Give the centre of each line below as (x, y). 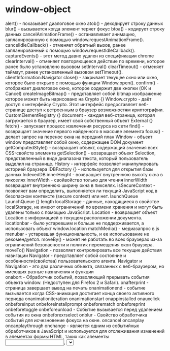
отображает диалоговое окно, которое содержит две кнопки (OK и (78, 88)
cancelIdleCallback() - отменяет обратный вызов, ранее (65, 45)
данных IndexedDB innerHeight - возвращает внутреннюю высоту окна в (84, 174)
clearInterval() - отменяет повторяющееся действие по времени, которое (85, 61)
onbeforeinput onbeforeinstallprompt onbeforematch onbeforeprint (75, 304)
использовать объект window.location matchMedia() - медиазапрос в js (82, 228)
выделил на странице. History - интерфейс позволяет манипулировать (82, 164)
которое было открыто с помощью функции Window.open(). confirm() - (82, 83)
